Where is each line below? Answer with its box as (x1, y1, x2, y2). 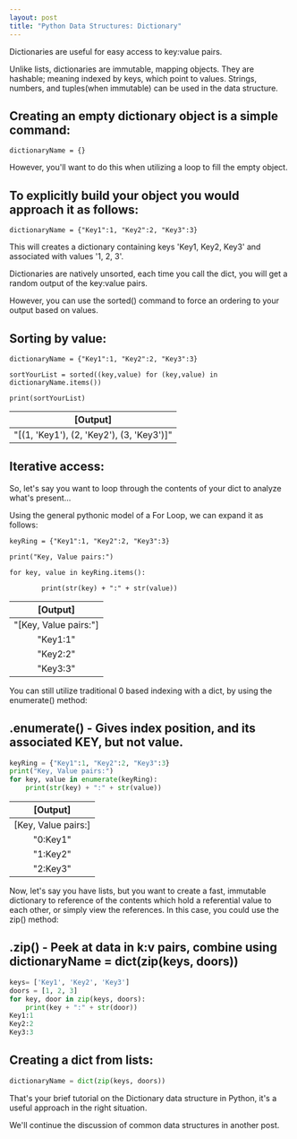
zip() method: (9, 914, 60, 925)
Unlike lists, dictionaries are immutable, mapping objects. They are (9, 64, 255, 74)
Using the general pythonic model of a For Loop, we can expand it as (9, 509, 264, 520)
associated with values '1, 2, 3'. (9, 251, 123, 262)
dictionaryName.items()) (9, 378, 102, 387)
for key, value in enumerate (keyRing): (9, 775, 158, 785)
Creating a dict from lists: (9, 1053, 154, 1068)
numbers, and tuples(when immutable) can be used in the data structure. (9, 83, 279, 93)
